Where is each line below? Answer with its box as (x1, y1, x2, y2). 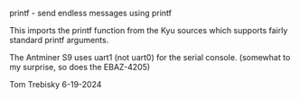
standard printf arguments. (9, 35, 109, 45)
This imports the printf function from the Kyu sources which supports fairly (9, 25, 288, 35)
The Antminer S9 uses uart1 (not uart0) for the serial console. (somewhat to (9, 52, 291, 62)
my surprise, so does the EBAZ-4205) (9, 62, 151, 72)
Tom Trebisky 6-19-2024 (9, 79, 102, 89)
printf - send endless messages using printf (9, 8, 173, 18)
